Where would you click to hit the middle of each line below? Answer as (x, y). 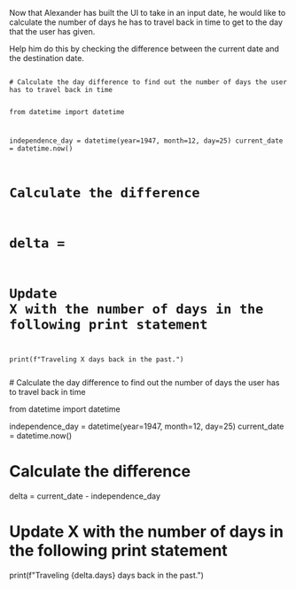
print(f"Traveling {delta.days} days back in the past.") (106, 575)
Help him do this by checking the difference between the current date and (144, 49)
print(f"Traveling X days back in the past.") (97, 360)
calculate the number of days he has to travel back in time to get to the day (146, 22)
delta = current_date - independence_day (85, 496)
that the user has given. (52, 31)
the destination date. (47, 58)
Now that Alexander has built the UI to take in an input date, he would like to (148, 13)
